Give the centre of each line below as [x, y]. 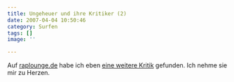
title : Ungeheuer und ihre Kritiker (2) [67, 14]
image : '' [22, 40]
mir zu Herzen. [29, 73]
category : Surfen [33, 26]
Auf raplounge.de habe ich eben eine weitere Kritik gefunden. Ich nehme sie [117, 65]
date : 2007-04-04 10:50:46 [47, 20]
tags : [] [20, 33]
